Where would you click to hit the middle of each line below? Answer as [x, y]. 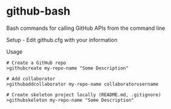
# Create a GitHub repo [36, 63]
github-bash [39, 11]
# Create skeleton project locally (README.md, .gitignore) [84, 95]
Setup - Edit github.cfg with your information [62, 40]
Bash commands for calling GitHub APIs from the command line [86, 28]
